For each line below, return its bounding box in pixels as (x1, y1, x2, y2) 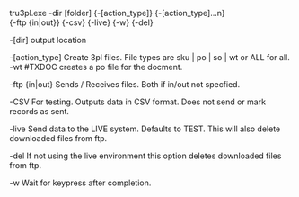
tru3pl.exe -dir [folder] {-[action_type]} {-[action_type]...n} (9, 8, 226, 18)
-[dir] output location (9, 35, 87, 45)
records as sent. (9, 106, 70, 116)
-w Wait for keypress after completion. (9, 177, 152, 188)
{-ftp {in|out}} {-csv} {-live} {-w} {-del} (9, 17, 154, 28)
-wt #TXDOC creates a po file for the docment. (9, 62, 183, 72)
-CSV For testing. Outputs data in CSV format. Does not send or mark (9, 96, 267, 107)
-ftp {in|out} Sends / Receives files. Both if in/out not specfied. (9, 79, 241, 89)
